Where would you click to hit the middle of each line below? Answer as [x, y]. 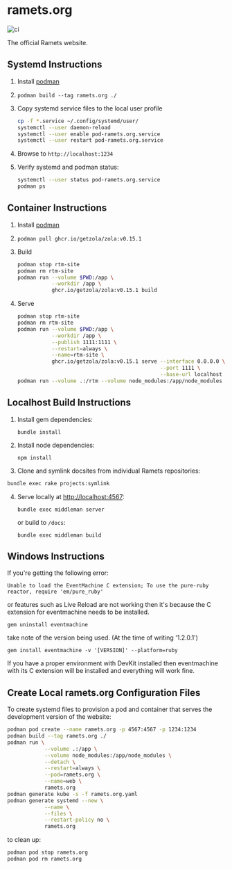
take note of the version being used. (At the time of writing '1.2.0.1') [103, 637]
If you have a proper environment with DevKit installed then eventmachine [113, 663]
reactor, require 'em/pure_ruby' [55, 592]
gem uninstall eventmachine [48, 625]
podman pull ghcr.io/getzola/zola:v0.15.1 [79, 238]
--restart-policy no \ [77, 820]
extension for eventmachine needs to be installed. [79, 612]
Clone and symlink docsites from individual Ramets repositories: [109, 471]
